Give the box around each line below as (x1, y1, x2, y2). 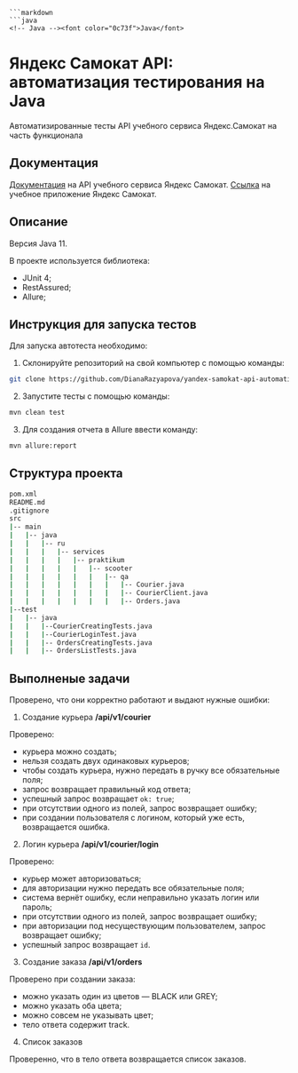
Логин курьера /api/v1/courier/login (21, 839, 160, 850)
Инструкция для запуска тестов (9, 316, 197, 332)
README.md (9, 497, 46, 506)
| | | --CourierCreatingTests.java (9, 622, 153, 631)
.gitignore (9, 506, 50, 515)
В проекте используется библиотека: (9, 255, 151, 266)
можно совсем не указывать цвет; (21, 1010, 154, 1021)
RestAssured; (21, 282, 72, 292)
